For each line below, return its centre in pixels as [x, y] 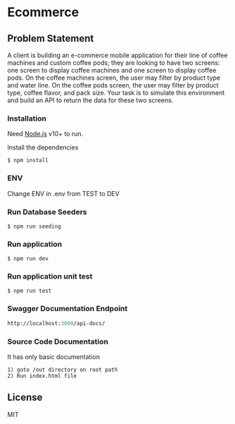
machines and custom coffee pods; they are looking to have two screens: [114, 63]
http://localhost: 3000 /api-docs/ [56, 323]
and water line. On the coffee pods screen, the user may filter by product [113, 85]
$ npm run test [30, 291]
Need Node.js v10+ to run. [45, 134]
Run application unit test [50, 277]
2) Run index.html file [42, 376]
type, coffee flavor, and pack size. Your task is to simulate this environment [116, 93]
